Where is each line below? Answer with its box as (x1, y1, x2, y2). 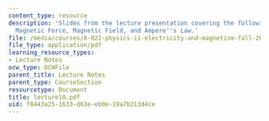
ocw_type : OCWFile (8, 64, 70, 72)
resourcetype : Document (8, 85, 88, 94)
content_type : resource (8, 11, 88, 20)
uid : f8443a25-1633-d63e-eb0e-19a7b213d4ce (8, 100, 156, 108)
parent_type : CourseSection (8, 78, 102, 86)
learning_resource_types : (8, 49, 94, 57)
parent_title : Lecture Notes (8, 71, 106, 79)
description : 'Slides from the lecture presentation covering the (8, 19, 235, 27)
